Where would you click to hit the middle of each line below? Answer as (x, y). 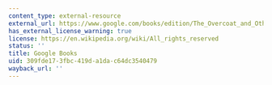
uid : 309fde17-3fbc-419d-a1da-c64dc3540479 (83, 62)
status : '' (27, 46)
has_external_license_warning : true (70, 31)
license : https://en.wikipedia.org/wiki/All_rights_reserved (114, 38)
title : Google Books (43, 53)
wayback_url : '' (36, 69)
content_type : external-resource (65, 16)
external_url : (32, 23)
